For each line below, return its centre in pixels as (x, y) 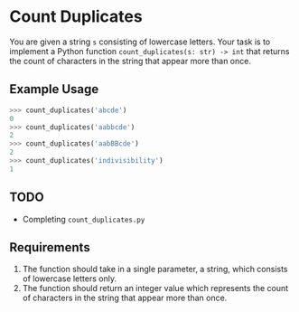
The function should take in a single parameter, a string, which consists (155, 269)
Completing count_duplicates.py (84, 219)
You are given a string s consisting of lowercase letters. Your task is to (140, 42)
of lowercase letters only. (70, 279)
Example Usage (54, 89)
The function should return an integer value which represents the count (155, 288)
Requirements (50, 247)
